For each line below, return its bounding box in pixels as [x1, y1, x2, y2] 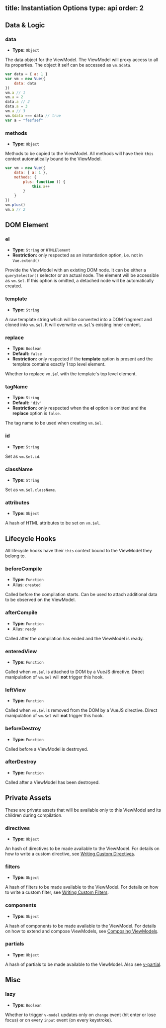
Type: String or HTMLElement [12, 247, 71, 253]
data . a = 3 [5, 104, 28, 109]
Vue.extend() [12, 258, 40, 263]
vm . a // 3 [5, 109, 26, 114]
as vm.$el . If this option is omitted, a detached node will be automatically [5, 278, 154, 284]
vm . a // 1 [5, 90, 26, 95]
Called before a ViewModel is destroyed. [5, 746, 88, 752]
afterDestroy [5, 758, 37, 765]
